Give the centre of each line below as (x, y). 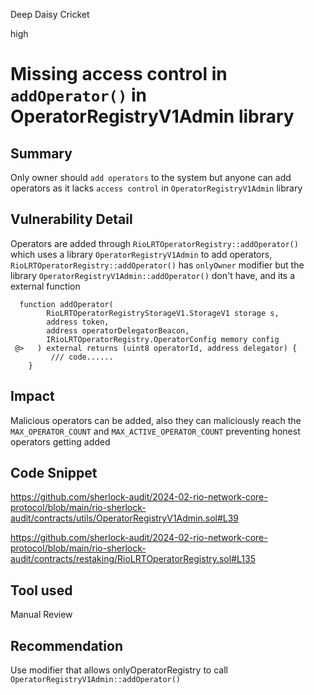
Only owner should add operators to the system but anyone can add (151, 177)
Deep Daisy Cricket (50, 14)
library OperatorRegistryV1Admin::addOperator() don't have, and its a (153, 275)
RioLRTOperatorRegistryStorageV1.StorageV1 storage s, (163, 313)
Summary (41, 153)
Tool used (41, 590)
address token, (78, 322)
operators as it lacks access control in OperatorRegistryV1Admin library (156, 188)
